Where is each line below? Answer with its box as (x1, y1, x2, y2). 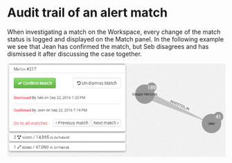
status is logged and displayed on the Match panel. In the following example (7, 35, 224, 43)
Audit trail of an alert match (7, 5, 168, 21)
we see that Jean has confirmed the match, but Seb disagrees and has (7, 42, 209, 50)
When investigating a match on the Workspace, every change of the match (7, 28, 221, 36)
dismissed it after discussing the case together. (7, 50, 142, 58)
